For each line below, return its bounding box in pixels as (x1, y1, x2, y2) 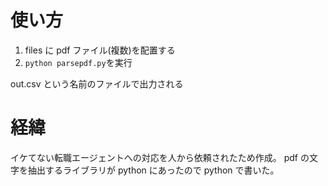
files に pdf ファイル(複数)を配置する (24, 44, 176, 56)
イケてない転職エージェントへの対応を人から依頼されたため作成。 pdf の (10, 151, 310, 163)
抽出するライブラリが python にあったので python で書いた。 (27, 164, 280, 176)
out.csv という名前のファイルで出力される (10, 77, 184, 90)
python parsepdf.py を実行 (24, 56, 133, 68)
